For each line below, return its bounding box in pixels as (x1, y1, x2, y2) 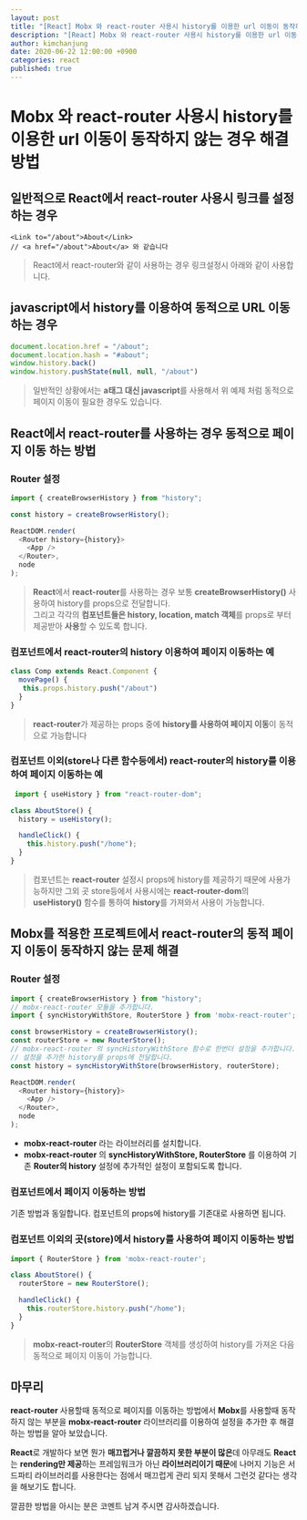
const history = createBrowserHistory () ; (10, 509, 170, 519)
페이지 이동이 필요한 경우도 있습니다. (32, 396, 162, 407)
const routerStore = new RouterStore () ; (10, 1036, 167, 1045)
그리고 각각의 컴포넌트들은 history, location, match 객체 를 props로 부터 (32, 609, 292, 620)
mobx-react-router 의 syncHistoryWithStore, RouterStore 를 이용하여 (23, 1149, 288, 1160)
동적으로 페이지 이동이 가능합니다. (32, 1350, 153, 1361)
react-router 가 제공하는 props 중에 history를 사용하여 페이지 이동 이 (32, 718, 277, 729)
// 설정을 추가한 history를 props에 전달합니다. (10, 1053, 174, 1062)
